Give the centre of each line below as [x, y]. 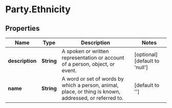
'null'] [141, 67]
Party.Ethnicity [38, 9]
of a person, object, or [88, 64]
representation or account [93, 58]
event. [69, 70]
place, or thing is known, [91, 92]
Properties [23, 28]
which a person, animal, [90, 85]
